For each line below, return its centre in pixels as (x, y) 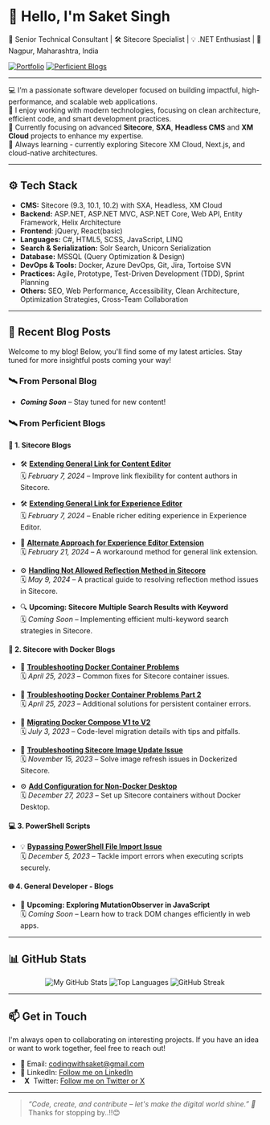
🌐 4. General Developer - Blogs (61, 886)
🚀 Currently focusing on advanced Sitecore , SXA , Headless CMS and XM (131, 127)
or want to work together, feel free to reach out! (87, 1049)
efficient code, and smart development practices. (90, 118)
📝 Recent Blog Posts (59, 332)
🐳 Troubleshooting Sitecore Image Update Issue (101, 750)
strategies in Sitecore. (56, 630)
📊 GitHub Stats (47, 959)
